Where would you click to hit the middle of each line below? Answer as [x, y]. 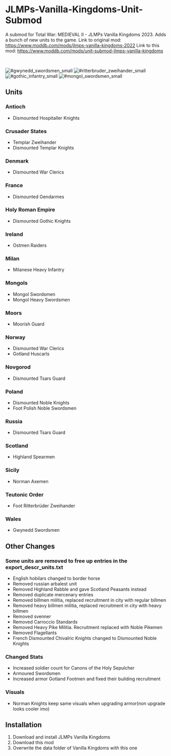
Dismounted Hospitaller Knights [46, 118]
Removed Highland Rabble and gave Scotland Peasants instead [80, 589]
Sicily [12, 470]
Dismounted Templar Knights [43, 147]
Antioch [15, 107]
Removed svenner [32, 617]
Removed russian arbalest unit [45, 584]
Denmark [17, 161]
